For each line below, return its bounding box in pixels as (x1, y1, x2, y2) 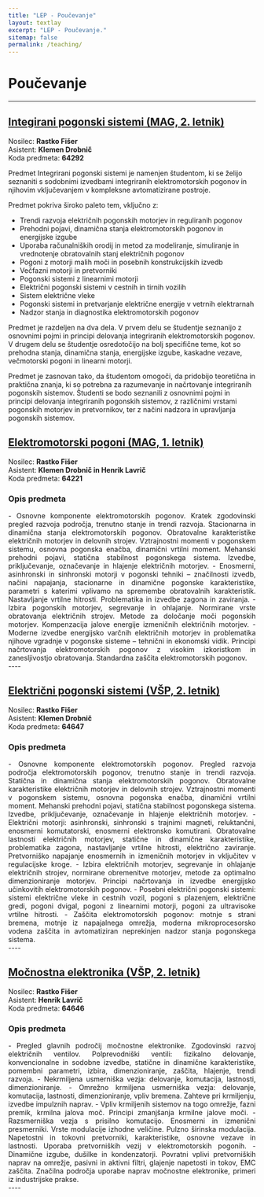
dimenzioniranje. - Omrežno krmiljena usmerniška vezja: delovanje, (8, 1083, 256, 1092)
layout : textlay (8, 19, 61, 27)
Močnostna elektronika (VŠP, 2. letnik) (8, 966, 200, 979)
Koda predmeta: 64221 (8, 473, 83, 483)
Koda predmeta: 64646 (8, 1004, 85, 1013)
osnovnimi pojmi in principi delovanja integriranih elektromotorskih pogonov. (8, 331, 255, 341)
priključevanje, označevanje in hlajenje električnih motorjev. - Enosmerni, (8, 561, 256, 570)
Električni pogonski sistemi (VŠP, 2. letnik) (8, 684, 221, 698)
